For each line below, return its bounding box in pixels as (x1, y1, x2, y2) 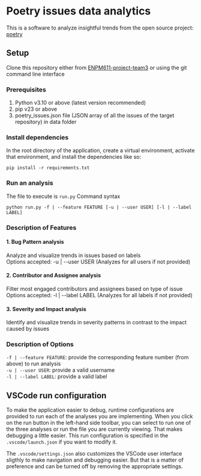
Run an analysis (6, 179, 53, 187)
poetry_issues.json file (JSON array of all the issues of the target (14, 112, 175, 119)
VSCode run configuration (6, 390, 107, 401)
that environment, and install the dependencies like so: (6, 153, 142, 161)
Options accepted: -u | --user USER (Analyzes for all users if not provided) (6, 258, 191, 265)
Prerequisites (6, 85, 46, 94)
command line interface (6, 70, 65, 78)
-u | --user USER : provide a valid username (6, 366, 115, 374)
